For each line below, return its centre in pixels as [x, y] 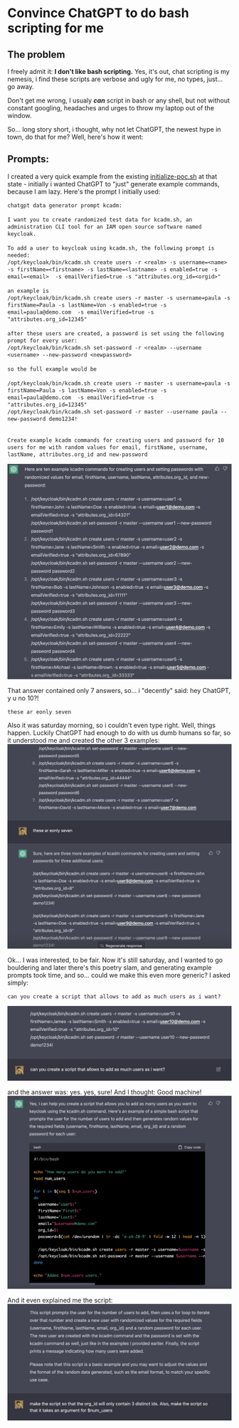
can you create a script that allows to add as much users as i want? [114, 996]
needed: [19, 255]
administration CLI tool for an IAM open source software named [105, 227]
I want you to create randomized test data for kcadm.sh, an [100, 220]
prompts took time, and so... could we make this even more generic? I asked [119, 975]
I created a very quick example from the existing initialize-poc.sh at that [112, 176]
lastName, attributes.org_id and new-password [78, 454]
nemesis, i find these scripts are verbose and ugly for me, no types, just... [115, 79]
